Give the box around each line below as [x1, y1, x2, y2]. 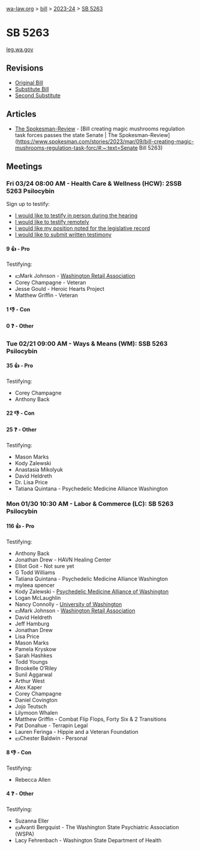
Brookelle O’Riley [14, 664, 57, 672]
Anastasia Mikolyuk [14, 466, 63, 473]
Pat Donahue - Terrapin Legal [14, 721, 88, 729]
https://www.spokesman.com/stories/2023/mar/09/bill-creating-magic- [17, 138, 195, 145]
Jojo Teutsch [14, 703, 47, 710]
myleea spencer [14, 581, 55, 588]
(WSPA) [14, 830, 35, 837]
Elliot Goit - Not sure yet [14, 562, 75, 569]
